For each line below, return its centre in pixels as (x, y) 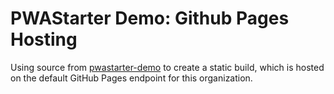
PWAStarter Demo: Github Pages (150, 18)
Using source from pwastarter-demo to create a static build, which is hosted (167, 67)
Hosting (44, 39)
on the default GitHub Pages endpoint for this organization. (131, 78)
